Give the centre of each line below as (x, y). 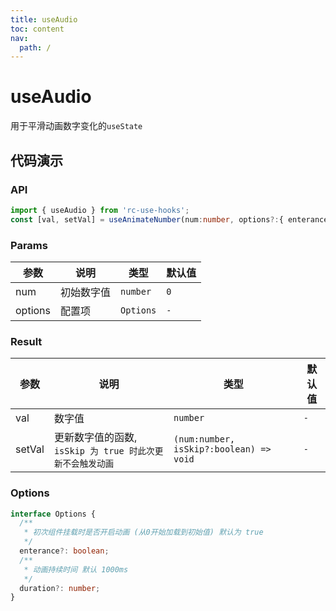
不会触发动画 (88, 464)
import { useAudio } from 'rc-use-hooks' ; (100, 210)
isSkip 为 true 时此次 (104, 451)
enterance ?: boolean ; (64, 551)
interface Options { (53, 514)
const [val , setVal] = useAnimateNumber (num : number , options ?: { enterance (169, 219)
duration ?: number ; (60, 588)
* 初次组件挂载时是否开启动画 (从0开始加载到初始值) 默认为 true (143, 532)
